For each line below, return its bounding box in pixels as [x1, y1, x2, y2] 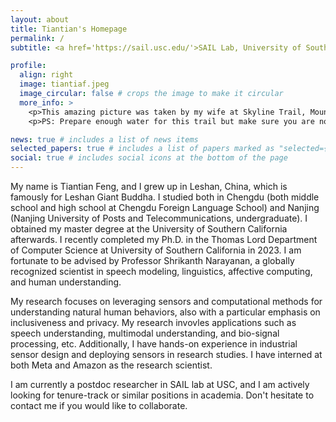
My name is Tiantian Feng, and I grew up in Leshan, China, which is [10, 181, 288, 192]
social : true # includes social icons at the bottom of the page [10, 153, 288, 163]
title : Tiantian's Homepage [10, 24, 128, 34]
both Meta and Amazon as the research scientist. [10, 359, 213, 371]
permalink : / [10, 33, 65, 43]
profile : [10, 61, 47, 71]
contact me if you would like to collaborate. [10, 400, 188, 411]
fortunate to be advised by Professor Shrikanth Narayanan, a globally [10, 255, 295, 266]
